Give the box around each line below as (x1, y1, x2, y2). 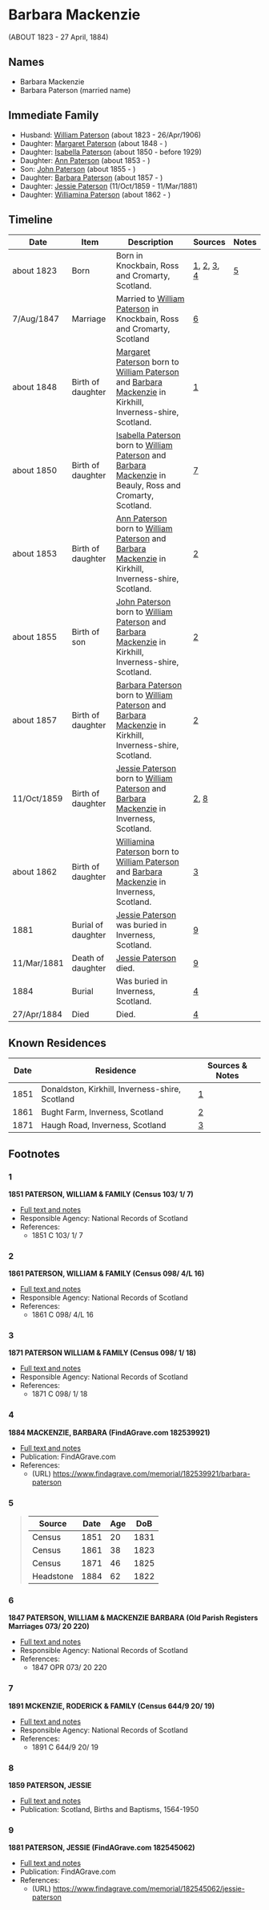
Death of (71, 953, 105, 964)
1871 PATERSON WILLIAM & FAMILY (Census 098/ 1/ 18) (8, 1348, 197, 1358)
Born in (115, 250, 143, 262)
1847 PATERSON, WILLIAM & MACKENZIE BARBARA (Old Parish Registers (8, 1613, 259, 1623)
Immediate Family (8, 108, 99, 122)
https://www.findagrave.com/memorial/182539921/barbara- (53, 1468, 251, 1478)
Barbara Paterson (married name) (19, 85, 131, 95)
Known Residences (8, 1036, 106, 1049)
